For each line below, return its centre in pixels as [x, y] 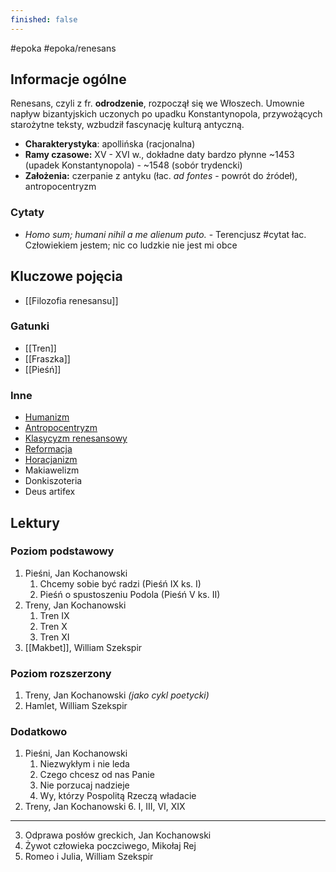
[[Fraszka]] [47, 358]
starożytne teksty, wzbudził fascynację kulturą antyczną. [127, 125]
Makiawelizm [52, 470]
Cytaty [27, 213]
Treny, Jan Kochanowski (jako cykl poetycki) [117, 695]
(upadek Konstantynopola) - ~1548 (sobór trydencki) [133, 165]
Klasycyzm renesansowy [76, 438]
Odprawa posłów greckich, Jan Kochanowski [118, 835]
